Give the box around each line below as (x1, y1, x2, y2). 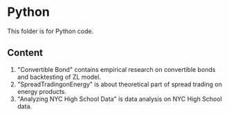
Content (7, 47, 44, 59)
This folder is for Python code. (7, 27, 94, 35)
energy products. (17, 87, 67, 95)
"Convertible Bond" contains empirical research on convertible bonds (17, 65, 216, 73)
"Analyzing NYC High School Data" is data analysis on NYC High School (17, 95, 223, 103)
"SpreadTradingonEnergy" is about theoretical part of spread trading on (17, 80, 223, 88)
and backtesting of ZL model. (17, 72, 102, 81)
